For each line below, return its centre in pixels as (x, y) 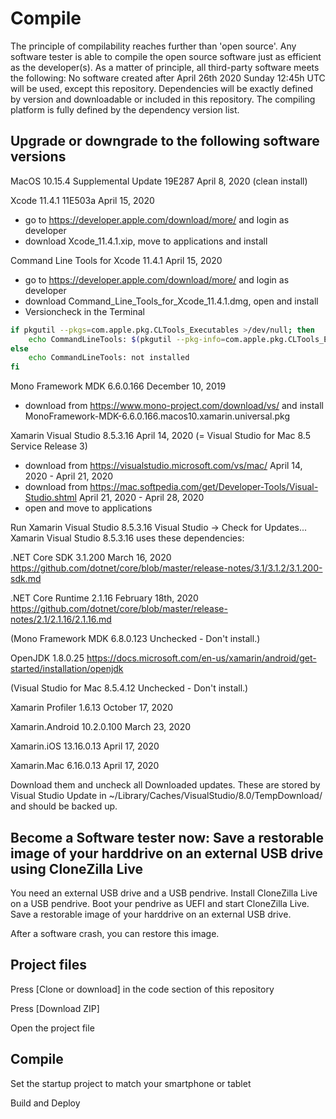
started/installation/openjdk (67, 669)
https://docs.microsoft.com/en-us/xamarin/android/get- (201, 658)
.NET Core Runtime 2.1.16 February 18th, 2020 (104, 598)
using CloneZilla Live (76, 868)
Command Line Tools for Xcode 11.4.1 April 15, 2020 (116, 260)
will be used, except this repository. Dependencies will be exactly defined (162, 88)
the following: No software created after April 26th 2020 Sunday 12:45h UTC (168, 78)
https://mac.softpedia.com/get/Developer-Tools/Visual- (204, 487)
